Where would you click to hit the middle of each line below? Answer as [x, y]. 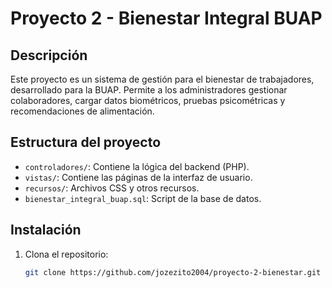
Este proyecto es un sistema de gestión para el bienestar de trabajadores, [162, 79]
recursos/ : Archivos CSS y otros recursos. [112, 188]
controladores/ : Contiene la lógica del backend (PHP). [137, 166]
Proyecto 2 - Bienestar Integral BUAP [166, 18]
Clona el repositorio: [66, 254]
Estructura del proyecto [86, 142]
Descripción [49, 55]
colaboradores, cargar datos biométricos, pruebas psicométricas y [148, 100]
